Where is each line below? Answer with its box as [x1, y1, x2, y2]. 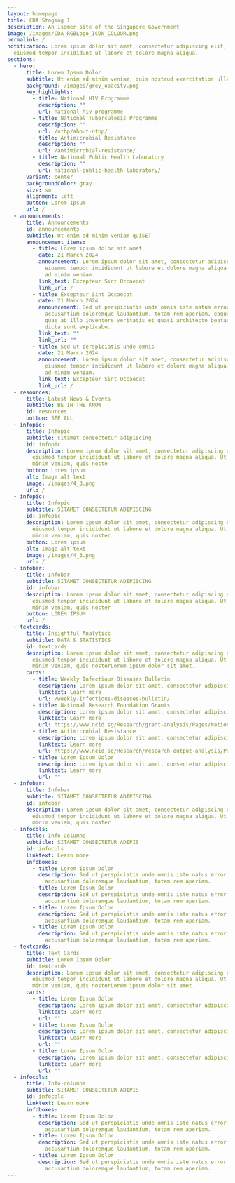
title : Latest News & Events [25, 395, 111, 402]
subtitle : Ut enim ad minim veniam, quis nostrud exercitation [25, 75, 215, 83]
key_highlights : [25, 88, 73, 95]
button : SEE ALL [25, 415, 73, 422]
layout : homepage [7, 10, 58, 18]
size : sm [25, 187, 52, 194]
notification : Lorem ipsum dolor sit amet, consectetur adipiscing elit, [7, 43, 227, 50]
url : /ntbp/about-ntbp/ [38, 128, 108, 135]
